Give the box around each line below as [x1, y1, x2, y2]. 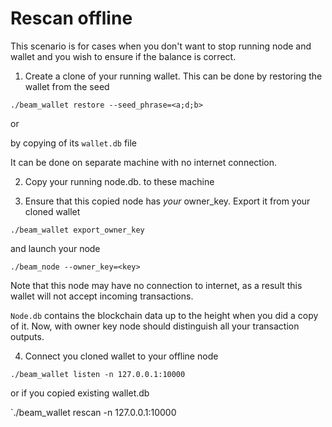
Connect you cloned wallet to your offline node [24, 350, 219, 362]
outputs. [10, 330, 45, 342]
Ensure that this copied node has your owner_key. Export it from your [24, 195, 311, 207]
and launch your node [10, 242, 101, 254]
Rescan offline [10, 7, 133, 30]
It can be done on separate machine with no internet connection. [10, 156, 277, 168]
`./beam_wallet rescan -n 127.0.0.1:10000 [10, 406, 177, 418]
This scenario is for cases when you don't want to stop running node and [10, 40, 312, 52]
